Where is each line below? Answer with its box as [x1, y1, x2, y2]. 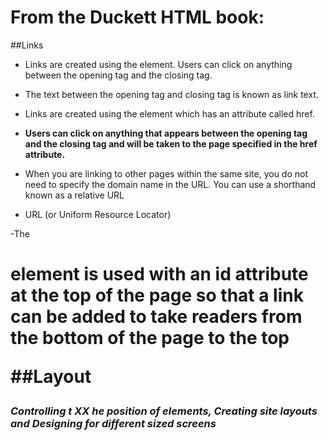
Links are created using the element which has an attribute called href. [24, 107, 315, 120]
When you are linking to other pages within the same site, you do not [24, 167, 309, 180]
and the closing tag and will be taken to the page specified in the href [24, 137, 318, 150]
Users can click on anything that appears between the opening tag [24, 127, 308, 139]
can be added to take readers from [10, 306, 303, 328]
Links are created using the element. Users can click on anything [24, 58, 293, 70]
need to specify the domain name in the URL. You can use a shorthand [24, 178, 317, 190]
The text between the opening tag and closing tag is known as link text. [24, 88, 319, 100]
